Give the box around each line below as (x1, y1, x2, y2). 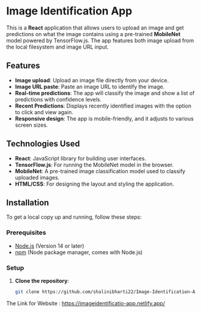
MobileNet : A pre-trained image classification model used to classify (14, 167, 186, 175)
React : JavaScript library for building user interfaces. (14, 154, 146, 162)
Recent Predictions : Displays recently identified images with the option (14, 102, 192, 109)
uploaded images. (14, 174, 60, 181)
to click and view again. (14, 108, 74, 115)
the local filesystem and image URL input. (6, 43, 109, 50)
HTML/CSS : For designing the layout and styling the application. (14, 180, 175, 187)
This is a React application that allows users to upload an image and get (6, 24, 184, 31)
